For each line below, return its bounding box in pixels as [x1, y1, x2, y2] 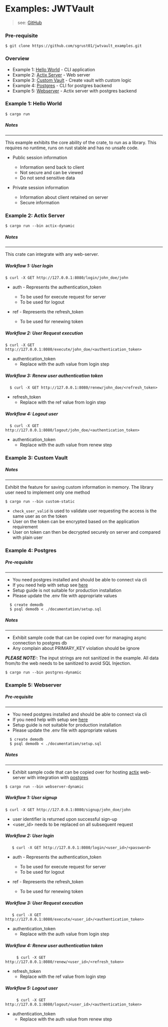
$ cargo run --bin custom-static [5, 499, 75, 504]
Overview [5, 55, 29, 62]
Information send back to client [19, 164, 84, 170]
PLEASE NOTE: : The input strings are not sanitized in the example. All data [5, 654, 159, 661]
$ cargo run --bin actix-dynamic [5, 223, 75, 228]
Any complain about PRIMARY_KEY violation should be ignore [12, 645, 140, 651]
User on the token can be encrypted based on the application [12, 518, 139, 524]
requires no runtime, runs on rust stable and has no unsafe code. [5, 145, 139, 151]
